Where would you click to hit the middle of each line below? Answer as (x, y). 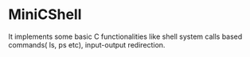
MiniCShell (45, 15)
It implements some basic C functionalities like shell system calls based (125, 36)
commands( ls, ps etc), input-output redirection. (87, 44)
